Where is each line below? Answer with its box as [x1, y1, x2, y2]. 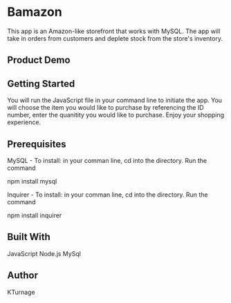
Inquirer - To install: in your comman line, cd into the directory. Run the [7, 190, 209, 199]
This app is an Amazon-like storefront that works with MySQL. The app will [7, 27, 221, 35]
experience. [7, 118, 41, 126]
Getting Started [7, 77, 75, 90]
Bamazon [7, 4, 62, 20]
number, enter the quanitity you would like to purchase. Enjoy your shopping [7, 111, 225, 119]
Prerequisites [7, 138, 66, 150]
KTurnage [7, 288, 36, 296]
